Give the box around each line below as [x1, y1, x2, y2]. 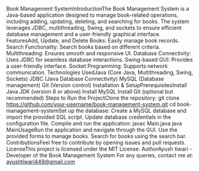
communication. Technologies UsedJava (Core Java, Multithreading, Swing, [6, 69, 193, 76]
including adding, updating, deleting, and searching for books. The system [6, 18, 189, 25]
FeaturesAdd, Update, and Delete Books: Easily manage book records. [6, 37, 179, 44]
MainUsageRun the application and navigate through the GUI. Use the [6, 126, 178, 133]
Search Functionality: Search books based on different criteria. [6, 43, 161, 50]
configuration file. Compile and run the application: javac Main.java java [6, 120, 182, 127]
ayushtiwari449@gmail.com [6, 158, 76, 165]
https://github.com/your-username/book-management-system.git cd [6, 101, 176, 107]
